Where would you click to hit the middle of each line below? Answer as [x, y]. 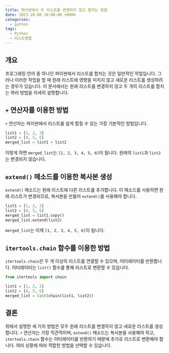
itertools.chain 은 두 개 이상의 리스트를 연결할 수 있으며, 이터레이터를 [75, 261]
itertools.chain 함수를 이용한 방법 [58, 248]
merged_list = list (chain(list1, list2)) [50, 296]
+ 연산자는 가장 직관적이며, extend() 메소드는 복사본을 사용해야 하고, [88, 332]
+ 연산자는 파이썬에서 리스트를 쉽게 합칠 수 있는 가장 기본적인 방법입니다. [76, 123]
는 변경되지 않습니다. [26, 159]
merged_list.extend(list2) [34, 220]
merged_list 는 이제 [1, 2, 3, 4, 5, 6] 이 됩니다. [55, 230]
